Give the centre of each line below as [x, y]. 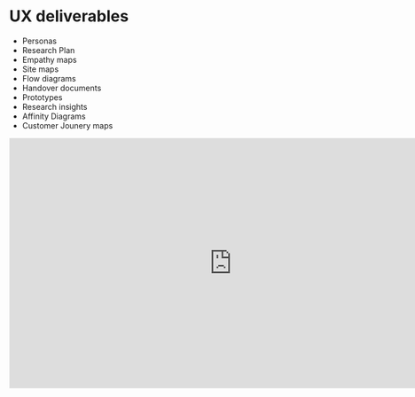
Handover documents [62, 88]
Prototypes [42, 97]
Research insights [55, 106]
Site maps [40, 69]
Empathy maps [49, 59]
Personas [39, 41]
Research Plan [48, 50]
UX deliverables [69, 16]
